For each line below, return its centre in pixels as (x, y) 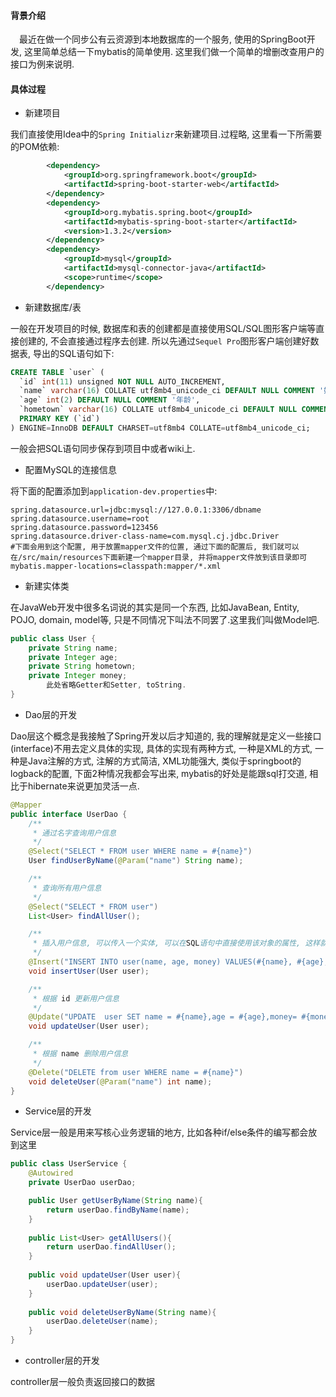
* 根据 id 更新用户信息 (76, 998)
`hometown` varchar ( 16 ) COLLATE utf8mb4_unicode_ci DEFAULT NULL (158, 410)
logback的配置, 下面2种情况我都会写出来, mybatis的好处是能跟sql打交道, (159, 773)
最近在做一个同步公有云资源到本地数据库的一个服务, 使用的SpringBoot (163, 39)
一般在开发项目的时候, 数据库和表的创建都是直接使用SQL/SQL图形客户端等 (163, 328)
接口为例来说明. (42, 64)
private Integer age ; (73, 657)
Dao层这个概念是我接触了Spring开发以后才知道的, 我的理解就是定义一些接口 (166, 736)
